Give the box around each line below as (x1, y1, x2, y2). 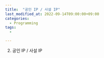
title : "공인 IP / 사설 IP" (5, 7, 60, 12)
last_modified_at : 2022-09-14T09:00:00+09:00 (5, 12, 99, 16)
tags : (5, 25, 16, 30)
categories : (5, 16, 29, 21)
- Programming (9, 20, 38, 26)
